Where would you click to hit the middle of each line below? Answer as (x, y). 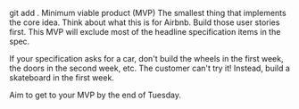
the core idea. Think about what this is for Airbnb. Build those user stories (145, 22)
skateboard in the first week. (62, 78)
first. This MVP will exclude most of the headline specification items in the (145, 32)
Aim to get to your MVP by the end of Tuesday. (95, 95)
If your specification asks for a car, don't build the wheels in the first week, (146, 59)
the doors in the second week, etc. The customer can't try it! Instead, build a (149, 68)
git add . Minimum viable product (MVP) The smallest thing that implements (148, 13)
